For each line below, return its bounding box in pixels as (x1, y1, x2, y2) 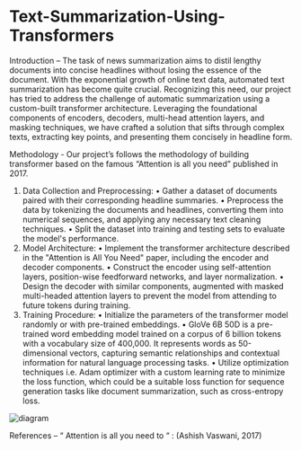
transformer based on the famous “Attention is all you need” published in (9, 158, 279, 169)
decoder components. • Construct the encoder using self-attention (22, 261, 271, 272)
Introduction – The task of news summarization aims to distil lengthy (9, 55, 262, 66)
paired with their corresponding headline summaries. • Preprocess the (22, 195, 284, 206)
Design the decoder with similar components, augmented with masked (22, 280, 285, 291)
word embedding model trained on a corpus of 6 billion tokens (50, 328, 281, 339)
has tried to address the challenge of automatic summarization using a (9, 93, 270, 104)
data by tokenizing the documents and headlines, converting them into (22, 204, 284, 215)
